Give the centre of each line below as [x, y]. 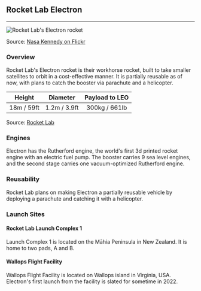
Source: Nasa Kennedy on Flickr [46, 41]
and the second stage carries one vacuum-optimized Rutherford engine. [95, 163]
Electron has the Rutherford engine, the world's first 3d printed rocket [92, 151]
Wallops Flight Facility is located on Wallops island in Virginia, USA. [89, 275]
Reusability [23, 179]
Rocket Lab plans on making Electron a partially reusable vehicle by [89, 192]
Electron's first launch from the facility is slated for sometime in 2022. [92, 281]
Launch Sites [25, 214]
